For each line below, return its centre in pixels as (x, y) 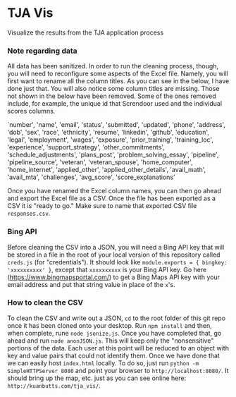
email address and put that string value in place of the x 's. (91, 284)
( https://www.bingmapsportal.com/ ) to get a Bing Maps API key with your (114, 277)
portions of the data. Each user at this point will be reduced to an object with (118, 348)
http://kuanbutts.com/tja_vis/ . (54, 385)
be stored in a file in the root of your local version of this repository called (114, 255)
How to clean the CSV (45, 303)
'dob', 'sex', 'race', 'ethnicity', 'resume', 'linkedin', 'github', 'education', (108, 133)
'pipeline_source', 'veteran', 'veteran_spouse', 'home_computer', (100, 162)
